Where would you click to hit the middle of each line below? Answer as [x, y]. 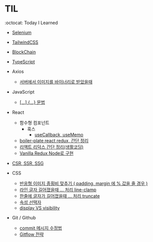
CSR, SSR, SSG [28, 163]
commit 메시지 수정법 [41, 228]
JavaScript [23, 92]
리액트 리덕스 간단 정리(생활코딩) [51, 147]
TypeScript [23, 61]
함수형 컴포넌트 [34, 123]
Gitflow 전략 [31, 234]
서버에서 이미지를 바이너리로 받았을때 [56, 82]
